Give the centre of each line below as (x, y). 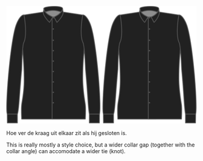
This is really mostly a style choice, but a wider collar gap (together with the (101, 145)
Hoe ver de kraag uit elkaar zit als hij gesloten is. (66, 133)
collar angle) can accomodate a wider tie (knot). (66, 151)
